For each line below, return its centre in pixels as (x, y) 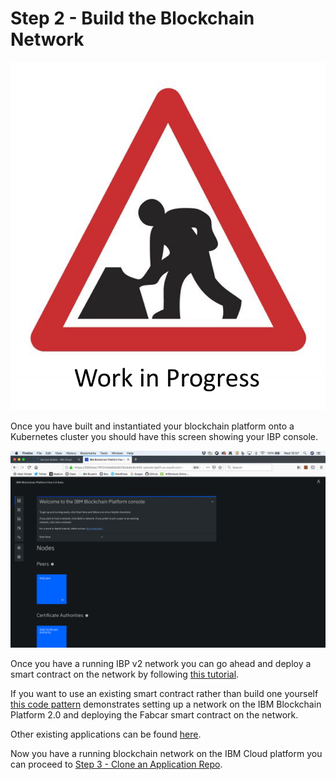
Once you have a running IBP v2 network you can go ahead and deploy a (161, 663)
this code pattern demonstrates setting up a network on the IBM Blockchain (166, 704)
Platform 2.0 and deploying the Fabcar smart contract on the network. (154, 714)
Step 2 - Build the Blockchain (132, 18)
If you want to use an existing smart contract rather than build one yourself (164, 693)
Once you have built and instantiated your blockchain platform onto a (152, 426)
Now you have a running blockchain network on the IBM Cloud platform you (166, 753)
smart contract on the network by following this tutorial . (125, 674)
